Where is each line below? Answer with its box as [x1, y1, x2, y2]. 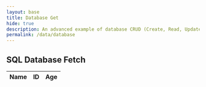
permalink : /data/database [6, 32, 75, 38]
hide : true [6, 20, 34, 26]
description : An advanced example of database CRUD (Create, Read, [6, 26, 183, 32]
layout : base [6, 9, 40, 15]
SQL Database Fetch [6, 55, 86, 65]
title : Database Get [6, 15, 59, 21]
